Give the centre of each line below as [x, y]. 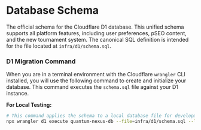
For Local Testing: [29, 105]
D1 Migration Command [41, 61]
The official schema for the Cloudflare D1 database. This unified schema [95, 27]
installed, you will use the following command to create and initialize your [96, 81]
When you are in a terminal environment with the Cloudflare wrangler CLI [96, 75]
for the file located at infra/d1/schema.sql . [59, 46]
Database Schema [53, 10]
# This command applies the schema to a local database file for [89, 116]
